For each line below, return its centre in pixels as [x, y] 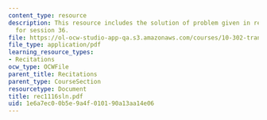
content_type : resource [48, 15]
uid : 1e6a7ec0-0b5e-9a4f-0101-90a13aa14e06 [81, 103]
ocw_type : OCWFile [39, 67]
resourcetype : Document [48, 89]
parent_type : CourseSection [55, 81]
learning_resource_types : [51, 52]
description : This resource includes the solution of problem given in [129, 23]
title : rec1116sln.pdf [46, 96]
